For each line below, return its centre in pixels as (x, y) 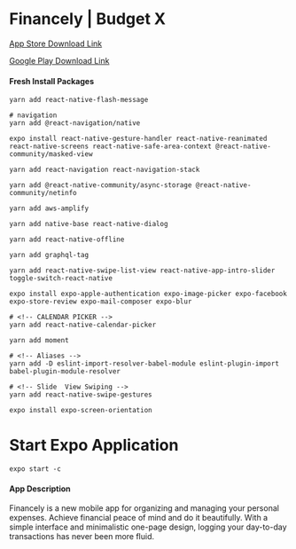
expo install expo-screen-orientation (81, 411)
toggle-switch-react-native (61, 278)
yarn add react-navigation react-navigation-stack (105, 170)
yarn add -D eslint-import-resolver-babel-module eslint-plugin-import (144, 364)
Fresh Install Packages (52, 81)
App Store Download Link (56, 43)
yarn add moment (39, 341)
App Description (40, 489)
